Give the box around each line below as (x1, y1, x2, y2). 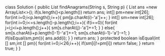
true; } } (5, 46, 21, 51)
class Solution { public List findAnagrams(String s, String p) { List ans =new (5, 4, 158, 10)
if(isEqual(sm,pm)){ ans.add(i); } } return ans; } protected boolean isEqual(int (5, 35, 160, 41)
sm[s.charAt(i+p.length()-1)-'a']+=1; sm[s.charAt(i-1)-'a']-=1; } (5, 30, 130, 36)
